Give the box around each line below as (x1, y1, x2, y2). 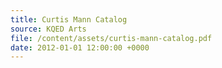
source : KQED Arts (10, 24, 87, 34)
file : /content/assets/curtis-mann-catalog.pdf (10, 33, 213, 43)
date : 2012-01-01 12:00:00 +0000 (10, 42, 150, 53)
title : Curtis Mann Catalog (10, 14, 128, 25)
